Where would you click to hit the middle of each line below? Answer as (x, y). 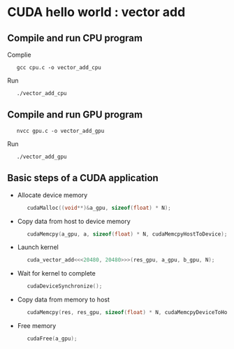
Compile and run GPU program (75, 115)
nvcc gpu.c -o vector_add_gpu (60, 131)
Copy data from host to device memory (74, 221)
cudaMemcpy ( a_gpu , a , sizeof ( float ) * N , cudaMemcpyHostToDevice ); (127, 234)
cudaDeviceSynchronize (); (65, 286)
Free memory (37, 326)
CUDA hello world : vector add (96, 12)
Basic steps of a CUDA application (83, 178)
